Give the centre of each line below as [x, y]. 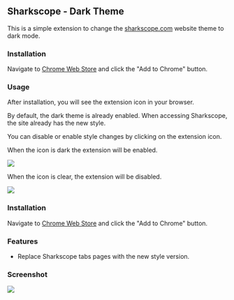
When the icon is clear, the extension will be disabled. [85, 177]
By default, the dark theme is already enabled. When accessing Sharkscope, [117, 116]
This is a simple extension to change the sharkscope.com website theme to [116, 28]
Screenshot [27, 274]
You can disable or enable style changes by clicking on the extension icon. [115, 137]
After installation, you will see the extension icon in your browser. [101, 102]
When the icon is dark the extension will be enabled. [82, 150]
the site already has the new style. [57, 123]
